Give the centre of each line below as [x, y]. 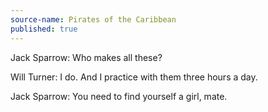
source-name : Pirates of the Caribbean [93, 19]
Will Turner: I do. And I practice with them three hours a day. [134, 77]
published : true [44, 29]
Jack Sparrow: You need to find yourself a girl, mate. [119, 96]
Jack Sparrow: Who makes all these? [86, 57]
